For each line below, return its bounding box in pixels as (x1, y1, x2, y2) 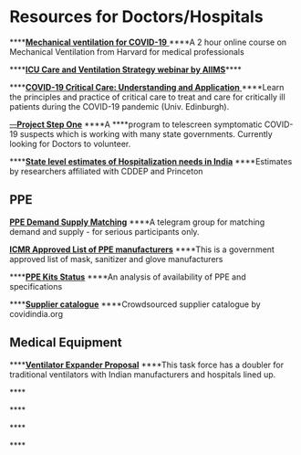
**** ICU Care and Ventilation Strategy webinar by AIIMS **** (9, 64, 242, 75)
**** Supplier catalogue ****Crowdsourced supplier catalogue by (9, 299, 262, 310)
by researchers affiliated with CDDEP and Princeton (9, 165, 203, 176)
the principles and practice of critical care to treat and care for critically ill (9, 91, 285, 102)
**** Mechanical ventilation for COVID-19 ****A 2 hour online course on (9, 37, 287, 48)
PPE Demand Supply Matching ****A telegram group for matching (9, 217, 265, 227)
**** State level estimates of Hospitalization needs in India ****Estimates (9, 155, 293, 166)
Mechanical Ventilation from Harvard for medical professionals (9, 46, 244, 57)
